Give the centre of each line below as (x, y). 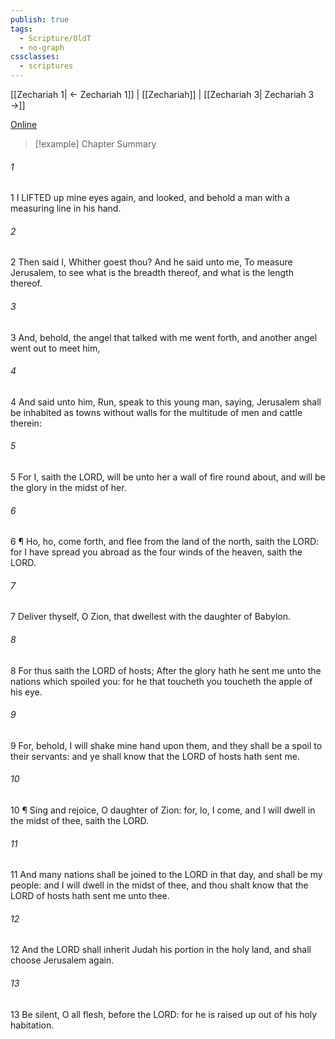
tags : (21, 29)
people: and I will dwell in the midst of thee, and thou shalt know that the (159, 885)
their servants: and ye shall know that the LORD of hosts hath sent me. (155, 756)
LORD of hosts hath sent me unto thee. (90, 896)
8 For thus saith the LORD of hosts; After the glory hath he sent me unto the (166, 670)
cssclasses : (35, 57)
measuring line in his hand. (66, 208)
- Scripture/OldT (55, 38)
